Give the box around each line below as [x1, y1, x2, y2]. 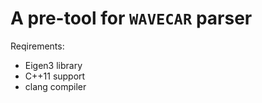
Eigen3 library [24, 59, 83, 71]
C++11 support [24, 70, 86, 82]
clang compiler [24, 80, 87, 92]
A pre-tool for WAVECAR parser [10, 7, 253, 30]
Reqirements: [10, 40, 65, 52]
